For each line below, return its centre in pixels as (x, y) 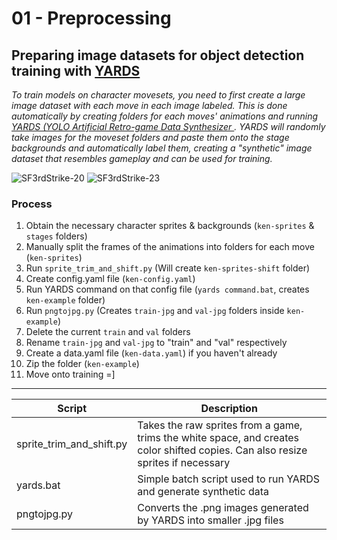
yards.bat (38, 485)
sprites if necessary (184, 463)
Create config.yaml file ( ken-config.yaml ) (110, 279)
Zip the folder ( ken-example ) (82, 364)
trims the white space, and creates (218, 438)
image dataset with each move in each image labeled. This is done (149, 105)
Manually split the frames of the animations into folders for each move (170, 247)
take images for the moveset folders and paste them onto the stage (150, 137)
